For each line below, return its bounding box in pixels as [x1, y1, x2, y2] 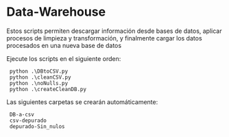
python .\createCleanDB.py [9, 86, 87, 92]
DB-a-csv [9, 111, 35, 118]
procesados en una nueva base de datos [6, 41, 121, 49]
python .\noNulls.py [9, 79, 69, 86]
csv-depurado [9, 117, 47, 124]
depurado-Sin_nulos [9, 123, 66, 130]
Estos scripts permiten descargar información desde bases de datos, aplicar [6, 27, 222, 35]
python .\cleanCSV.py [9, 73, 71, 81]
